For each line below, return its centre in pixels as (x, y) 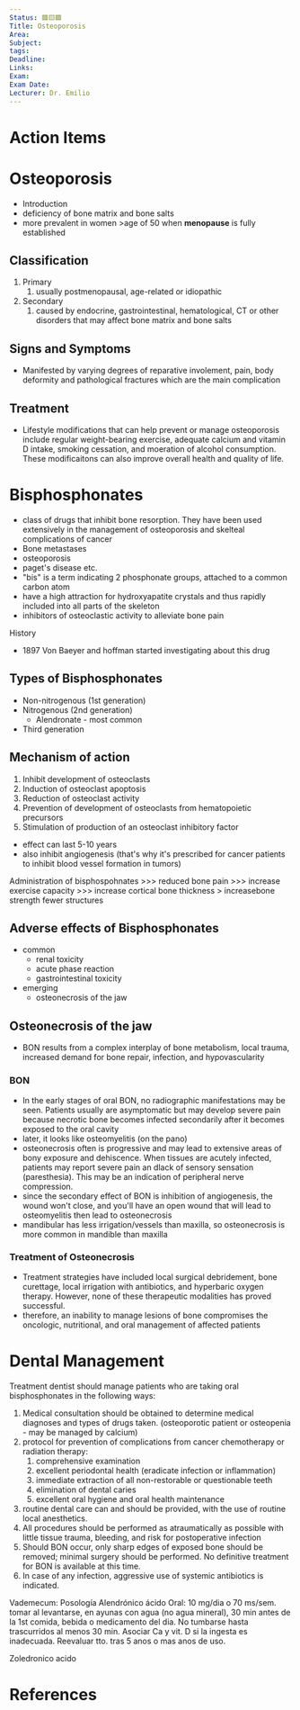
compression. (48, 1186)
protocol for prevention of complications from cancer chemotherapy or (153, 1442)
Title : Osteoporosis (48, 26)
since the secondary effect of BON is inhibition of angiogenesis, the (147, 1196)
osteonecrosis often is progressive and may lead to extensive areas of (152, 1147)
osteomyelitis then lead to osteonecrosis (97, 1215)
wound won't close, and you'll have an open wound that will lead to (146, 1205)
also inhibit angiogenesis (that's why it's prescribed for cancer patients (154, 854)
